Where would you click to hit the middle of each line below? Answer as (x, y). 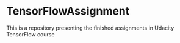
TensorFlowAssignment (68, 11)
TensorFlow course (31, 34)
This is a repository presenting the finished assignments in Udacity (90, 28)
